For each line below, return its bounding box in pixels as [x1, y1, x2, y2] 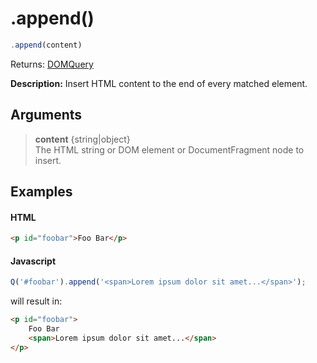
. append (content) [10, 40, 83, 50]
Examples [10, 183, 73, 201]
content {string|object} [34, 133, 131, 145]
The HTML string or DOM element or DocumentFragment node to [34, 143, 305, 156]
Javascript [10, 255, 57, 267]
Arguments [10, 107, 83, 124]
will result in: [10, 295, 63, 307]
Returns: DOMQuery [10, 58, 94, 70]
